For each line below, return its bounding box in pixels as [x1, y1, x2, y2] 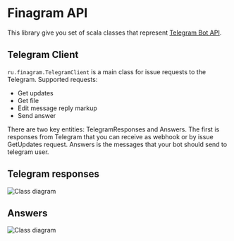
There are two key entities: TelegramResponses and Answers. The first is [7, 125, 220, 134]
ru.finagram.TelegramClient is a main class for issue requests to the [7, 67, 207, 76]
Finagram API [7, 5, 88, 21]
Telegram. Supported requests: [7, 75, 98, 83]
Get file [17, 96, 39, 105]
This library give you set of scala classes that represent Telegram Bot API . [7, 28, 222, 37]
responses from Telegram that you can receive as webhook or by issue [7, 132, 214, 141]
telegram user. [7, 147, 49, 156]
